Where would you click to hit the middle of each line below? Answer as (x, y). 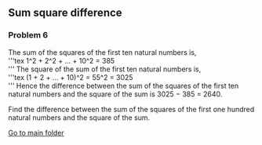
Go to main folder (36, 132)
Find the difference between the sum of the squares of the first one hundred (131, 109)
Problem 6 (28, 35)
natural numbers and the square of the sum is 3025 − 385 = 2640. (115, 94)
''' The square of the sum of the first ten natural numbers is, (105, 69)
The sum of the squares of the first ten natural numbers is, (102, 52)
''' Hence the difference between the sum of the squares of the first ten (124, 85)
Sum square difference (65, 13)
